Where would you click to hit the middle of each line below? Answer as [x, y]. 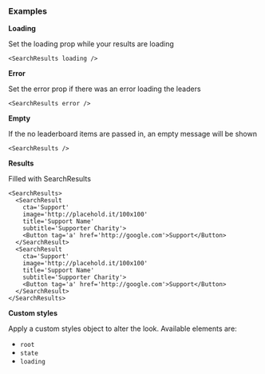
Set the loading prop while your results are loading [91, 44]
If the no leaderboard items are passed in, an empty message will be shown [133, 134]
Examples [28, 11]
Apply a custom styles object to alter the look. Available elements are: [123, 328]
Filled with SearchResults [50, 179]
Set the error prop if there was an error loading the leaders [105, 89]
